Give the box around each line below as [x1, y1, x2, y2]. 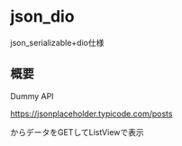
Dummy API [10, 90, 54, 101]
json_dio [10, 6, 75, 27]
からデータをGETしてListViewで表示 [10, 126, 145, 137]
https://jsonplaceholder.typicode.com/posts [10, 108, 173, 119]
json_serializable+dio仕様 [10, 37, 105, 48]
